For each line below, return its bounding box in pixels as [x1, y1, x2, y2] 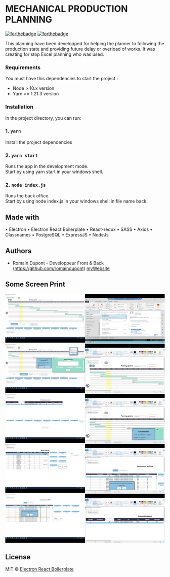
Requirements [5, 64, 41, 71]
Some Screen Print [5, 280, 66, 289]
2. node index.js [5, 181, 46, 188]
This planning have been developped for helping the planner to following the [5, 40, 164, 46]
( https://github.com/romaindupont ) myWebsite [12, 265, 110, 271]
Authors [5, 247, 32, 255]
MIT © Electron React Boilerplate [5, 566, 74, 572]
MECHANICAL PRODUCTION [5, 3, 128, 15]
